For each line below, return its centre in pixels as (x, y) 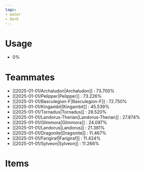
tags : (11, 10)
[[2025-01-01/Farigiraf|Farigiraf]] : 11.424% (56, 138)
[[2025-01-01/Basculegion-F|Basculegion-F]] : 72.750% (70, 102)
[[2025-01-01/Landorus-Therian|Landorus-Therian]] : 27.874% (76, 117)
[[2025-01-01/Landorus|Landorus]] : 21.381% (59, 128)
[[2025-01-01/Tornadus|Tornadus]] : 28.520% (59, 112)
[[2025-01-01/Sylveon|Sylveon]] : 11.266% (56, 144)
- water (13, 14)
